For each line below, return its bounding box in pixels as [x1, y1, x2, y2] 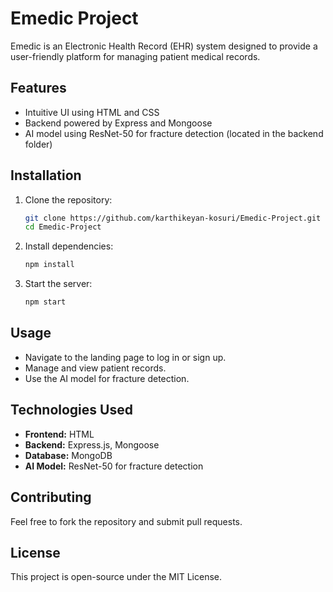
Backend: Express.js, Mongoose [24, 438, 160, 451]
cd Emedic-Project [24, 222, 102, 232]
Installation [10, 167, 82, 184]
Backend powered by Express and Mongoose [24, 117, 213, 129]
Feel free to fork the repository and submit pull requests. [10, 515, 243, 527]
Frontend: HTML [24, 428, 95, 440]
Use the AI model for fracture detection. [24, 372, 190, 384]
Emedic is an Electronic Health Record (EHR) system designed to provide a [10, 40, 318, 52]
